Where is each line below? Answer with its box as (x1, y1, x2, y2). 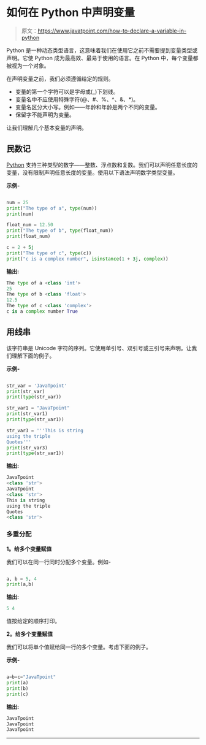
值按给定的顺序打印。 (6, 617, 60, 625)
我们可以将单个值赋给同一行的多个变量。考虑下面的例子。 (6, 643, 151, 651)
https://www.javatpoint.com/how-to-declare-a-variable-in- (37, 27, 187, 34)
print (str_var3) (6, 445, 48, 451)
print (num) (6, 211, 34, 217)
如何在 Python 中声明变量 (6, 6, 135, 20)
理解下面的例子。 (11, 352, 55, 359)
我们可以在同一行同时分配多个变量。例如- (6, 558, 112, 565)
